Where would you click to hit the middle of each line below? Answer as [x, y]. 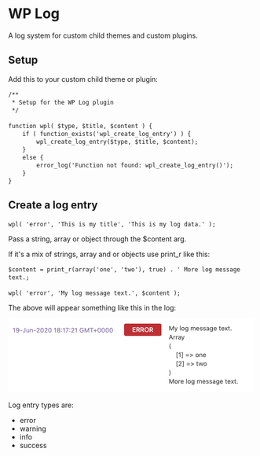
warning [33, 428]
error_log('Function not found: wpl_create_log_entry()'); [135, 165]
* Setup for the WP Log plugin [62, 102]
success [33, 445]
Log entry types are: [41, 405]
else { [33, 157]
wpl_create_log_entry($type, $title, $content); [117, 142]
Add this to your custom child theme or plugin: [83, 79]
